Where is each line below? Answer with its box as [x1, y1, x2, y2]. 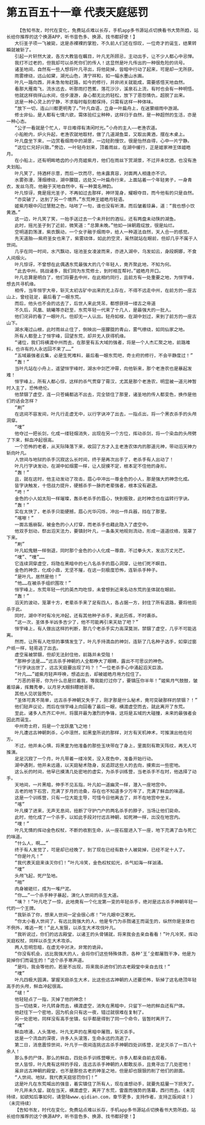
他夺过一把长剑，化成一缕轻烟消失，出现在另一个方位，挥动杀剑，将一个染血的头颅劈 [14, 430, 197, 436]
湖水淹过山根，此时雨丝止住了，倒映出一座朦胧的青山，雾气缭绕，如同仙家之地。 [14, 326, 188, 332]
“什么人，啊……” [14, 840, 49, 847]
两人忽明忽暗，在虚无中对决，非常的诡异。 [14, 944, 106, 951]
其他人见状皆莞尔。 [14, 690, 56, 697]
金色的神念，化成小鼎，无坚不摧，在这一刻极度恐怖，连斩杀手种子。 [14, 567, 160, 573]
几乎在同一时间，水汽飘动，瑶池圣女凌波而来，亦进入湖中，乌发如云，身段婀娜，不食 [14, 249, 197, 255]
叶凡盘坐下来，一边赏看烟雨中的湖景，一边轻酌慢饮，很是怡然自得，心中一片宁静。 [14, 138, 193, 144]
